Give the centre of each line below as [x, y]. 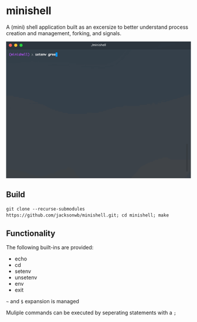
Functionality [31, 233]
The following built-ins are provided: [50, 248]
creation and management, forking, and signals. [64, 33]
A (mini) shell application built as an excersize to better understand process [97, 27]
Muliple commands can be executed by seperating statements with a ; [91, 313]
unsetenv [26, 277]
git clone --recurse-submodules [45, 209]
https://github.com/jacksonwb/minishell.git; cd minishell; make [87, 215]
